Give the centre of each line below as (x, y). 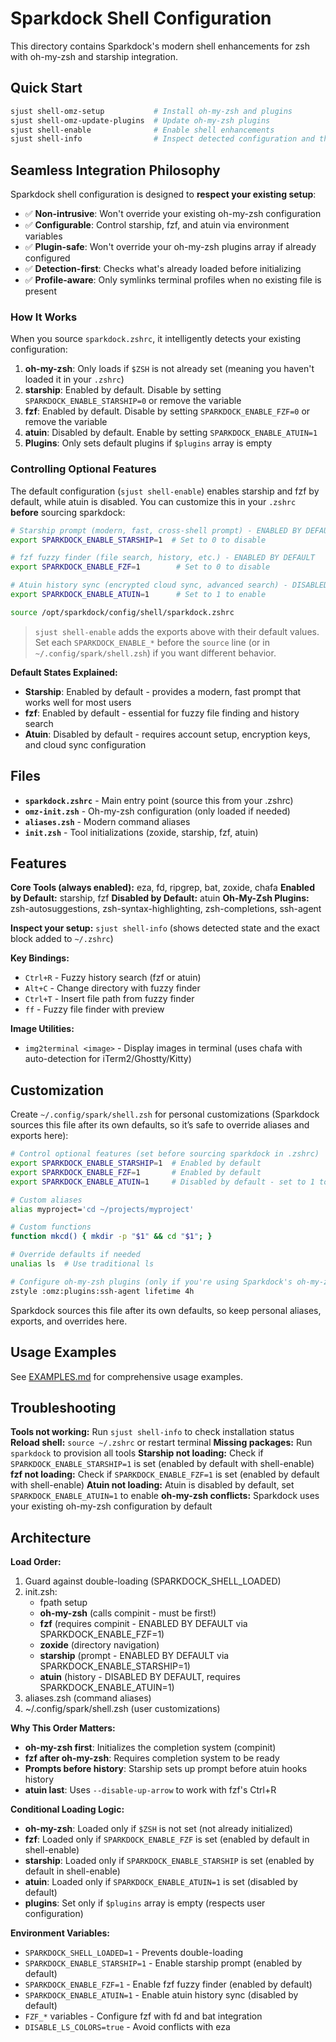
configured (47, 258)
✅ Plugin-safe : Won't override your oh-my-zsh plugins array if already (170, 247)
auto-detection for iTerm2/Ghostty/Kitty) (108, 1059)
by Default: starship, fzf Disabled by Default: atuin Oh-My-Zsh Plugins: (160, 898)
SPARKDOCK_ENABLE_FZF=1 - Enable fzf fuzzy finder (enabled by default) (168, 1984)
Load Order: (36, 1562)
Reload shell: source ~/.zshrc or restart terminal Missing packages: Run (161, 1443)
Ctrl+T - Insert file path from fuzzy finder (109, 999)
